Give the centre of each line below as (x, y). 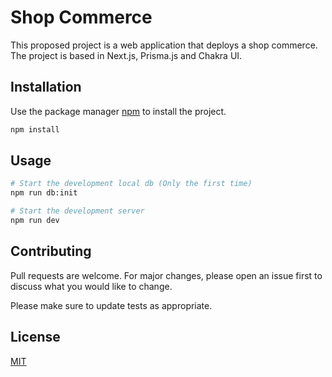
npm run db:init (44, 193)
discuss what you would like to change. (91, 286)
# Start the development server (77, 211)
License (35, 337)
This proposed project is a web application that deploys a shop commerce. (164, 45)
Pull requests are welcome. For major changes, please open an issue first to (166, 275)
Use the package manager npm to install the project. (118, 111)
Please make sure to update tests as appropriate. (111, 305)
